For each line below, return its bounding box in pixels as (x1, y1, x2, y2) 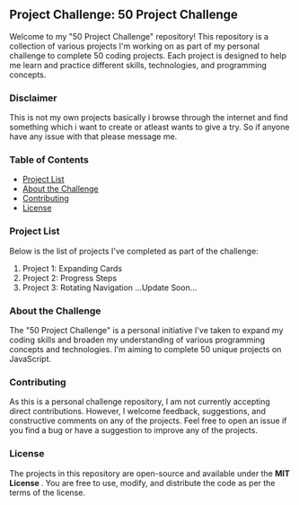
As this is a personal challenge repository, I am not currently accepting (9, 396, 271, 407)
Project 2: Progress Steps (22, 272, 118, 283)
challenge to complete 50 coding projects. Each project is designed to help (9, 49, 287, 61)
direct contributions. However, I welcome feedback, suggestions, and (9, 406, 267, 417)
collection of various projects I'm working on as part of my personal (9, 40, 260, 51)
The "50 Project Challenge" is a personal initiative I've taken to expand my (9, 325, 284, 335)
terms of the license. (9, 487, 85, 498)
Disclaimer (9, 92, 57, 104)
